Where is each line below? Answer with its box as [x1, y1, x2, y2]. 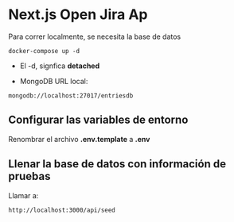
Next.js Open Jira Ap [8, 6, 148, 24]
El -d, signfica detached [19, 61, 100, 71]
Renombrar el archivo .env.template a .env [8, 134, 150, 144]
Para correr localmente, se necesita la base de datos [8, 32, 181, 41]
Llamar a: [8, 190, 39, 200]
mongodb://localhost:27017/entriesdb [8, 91, 134, 100]
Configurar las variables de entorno [8, 113, 189, 127]
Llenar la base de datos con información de [8, 157, 227, 171]
